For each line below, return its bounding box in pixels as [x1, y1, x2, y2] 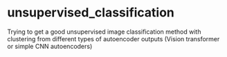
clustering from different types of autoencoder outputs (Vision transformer [7, 34, 220, 43]
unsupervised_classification [7, 5, 175, 21]
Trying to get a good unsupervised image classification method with [7, 27, 201, 36]
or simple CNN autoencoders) [7, 42, 93, 50]
